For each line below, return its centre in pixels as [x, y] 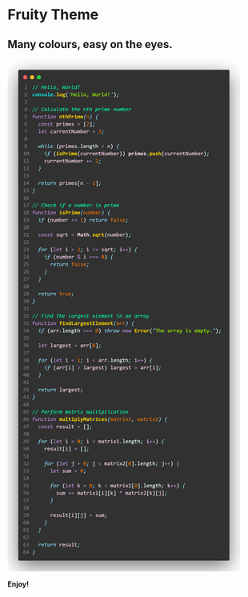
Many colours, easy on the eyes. [90, 44]
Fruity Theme [53, 15]
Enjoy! [18, 584]
